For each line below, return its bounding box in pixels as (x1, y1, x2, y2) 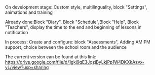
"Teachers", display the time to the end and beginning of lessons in (5, 24, 142, 30)
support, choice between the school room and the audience (5, 44, 127, 50)
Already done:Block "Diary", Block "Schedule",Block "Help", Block (5, 19, 139, 25)
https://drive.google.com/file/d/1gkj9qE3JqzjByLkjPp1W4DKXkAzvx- (5, 59, 145, 65)
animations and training (5, 9, 53, 15)
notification (5, 30, 28, 35)
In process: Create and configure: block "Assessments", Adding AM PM (5, 39, 151, 45)
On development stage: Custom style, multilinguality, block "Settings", (5, 4, 148, 10)
